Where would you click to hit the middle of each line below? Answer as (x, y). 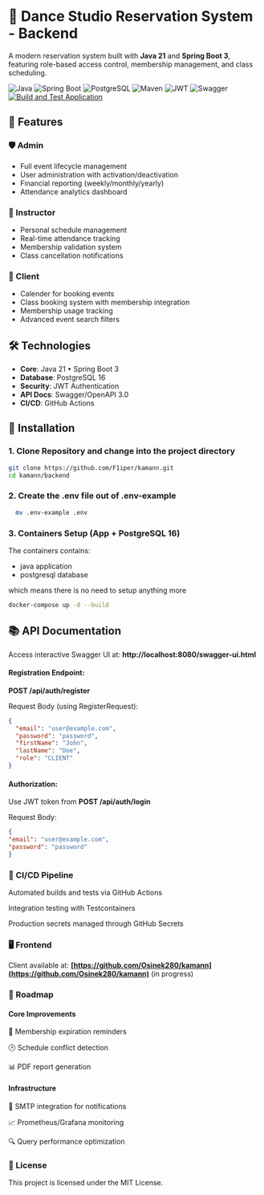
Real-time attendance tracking (70, 238)
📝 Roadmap (31, 995)
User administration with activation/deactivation (99, 174)
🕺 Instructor (32, 212)
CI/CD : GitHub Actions (57, 403)
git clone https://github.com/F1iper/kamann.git (91, 468)
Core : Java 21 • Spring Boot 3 (69, 369)
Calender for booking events (67, 294)
